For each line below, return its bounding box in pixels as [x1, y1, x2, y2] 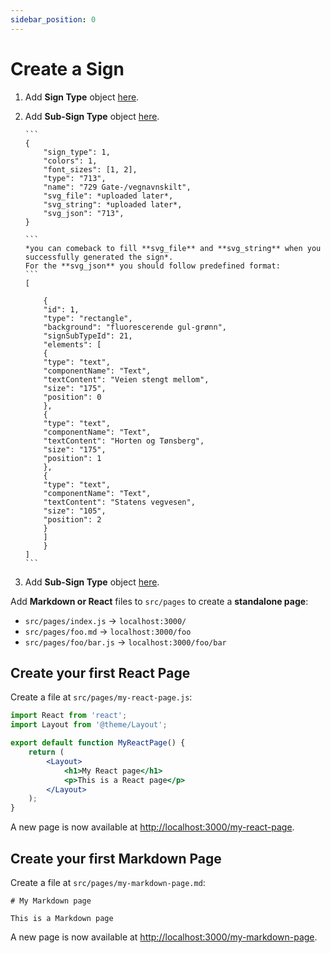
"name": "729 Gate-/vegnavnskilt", [43, 182, 192, 192]
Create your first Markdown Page [10, 850, 222, 867]
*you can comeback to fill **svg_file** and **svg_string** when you [24, 243, 322, 253]
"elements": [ [43, 339, 102, 350]
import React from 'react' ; [10, 711, 128, 721]
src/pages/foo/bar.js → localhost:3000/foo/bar [24, 636, 227, 648]
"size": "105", [43, 506, 107, 516]
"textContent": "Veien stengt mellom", [43, 374, 210, 385]
